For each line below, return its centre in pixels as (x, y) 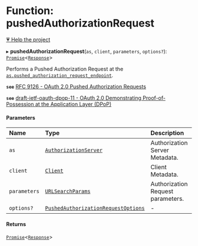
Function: (30, 11)
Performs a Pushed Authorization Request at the (65, 69)
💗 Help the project (28, 39)
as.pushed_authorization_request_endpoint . (60, 75)
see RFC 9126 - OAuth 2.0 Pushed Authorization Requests (76, 86)
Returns (16, 224)
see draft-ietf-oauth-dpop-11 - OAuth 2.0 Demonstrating (74, 97)
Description (167, 133)
